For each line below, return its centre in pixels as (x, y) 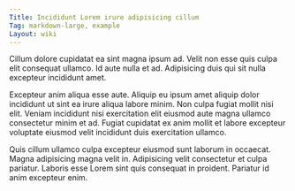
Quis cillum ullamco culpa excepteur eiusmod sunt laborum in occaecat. (140, 149)
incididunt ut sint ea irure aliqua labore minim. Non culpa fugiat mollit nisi (141, 104)
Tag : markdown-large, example (65, 26)
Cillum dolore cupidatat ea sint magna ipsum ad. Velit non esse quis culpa (144, 59)
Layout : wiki (33, 34)
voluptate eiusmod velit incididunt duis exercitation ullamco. (118, 133)
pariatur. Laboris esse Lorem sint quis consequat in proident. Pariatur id (139, 168)
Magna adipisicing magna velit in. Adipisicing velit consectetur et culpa (138, 159)
